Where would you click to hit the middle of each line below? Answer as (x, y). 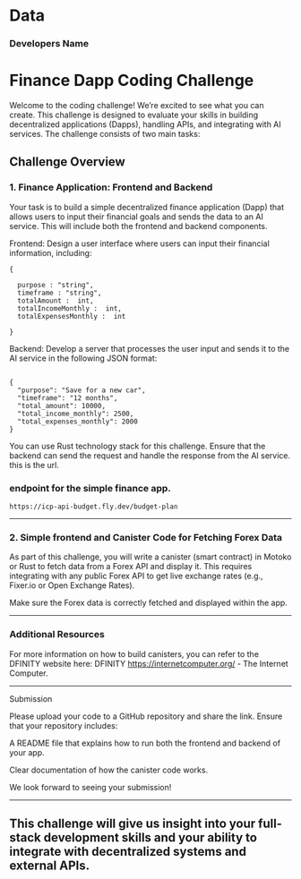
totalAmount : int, (56, 301)
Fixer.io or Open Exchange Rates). (72, 585)
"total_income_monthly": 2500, (76, 414)
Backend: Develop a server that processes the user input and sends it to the (149, 348)
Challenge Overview (67, 162)
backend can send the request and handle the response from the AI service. (150, 455)
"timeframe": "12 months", (68, 398)
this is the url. (34, 465)
